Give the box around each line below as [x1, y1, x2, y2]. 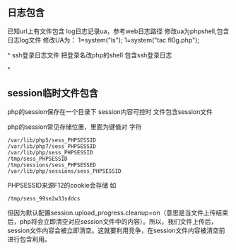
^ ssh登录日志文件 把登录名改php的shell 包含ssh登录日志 [7, 50, 172, 59]
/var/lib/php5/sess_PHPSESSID [7, 137, 97, 144]
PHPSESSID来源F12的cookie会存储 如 [7, 181, 117, 189]
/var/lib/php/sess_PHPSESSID [7, 149, 93, 156]
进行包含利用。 [7, 234, 51, 243]
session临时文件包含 [7, 87, 99, 99]
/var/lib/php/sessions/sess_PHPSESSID [7, 167, 122, 175]
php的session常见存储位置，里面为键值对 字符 [7, 123, 142, 131]
